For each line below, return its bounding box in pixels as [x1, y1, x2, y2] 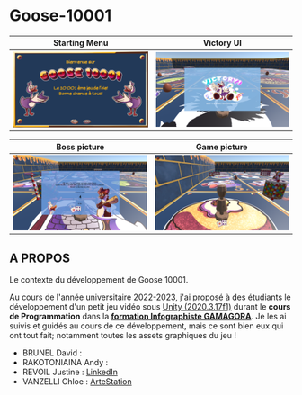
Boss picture [56, 141, 105, 152]
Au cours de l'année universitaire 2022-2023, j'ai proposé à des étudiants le [9, 292, 292, 302]
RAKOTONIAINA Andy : [22, 357, 109, 368]
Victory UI [202, 38, 243, 49]
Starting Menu [53, 38, 109, 49]
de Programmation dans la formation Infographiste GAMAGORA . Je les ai [9, 311, 287, 322]
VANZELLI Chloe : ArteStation [22, 376, 132, 387]
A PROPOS [9, 250, 70, 265]
